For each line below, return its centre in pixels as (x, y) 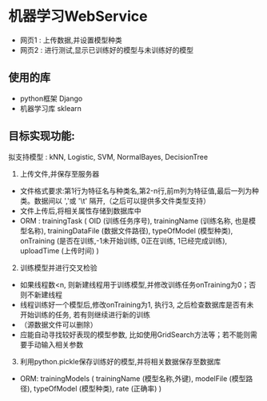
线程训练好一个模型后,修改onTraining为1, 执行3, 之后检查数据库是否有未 (137, 304)
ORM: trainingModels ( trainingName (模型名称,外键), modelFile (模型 (133, 378)
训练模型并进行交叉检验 (58, 268)
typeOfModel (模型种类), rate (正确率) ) (98, 388)
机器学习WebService (78, 16)
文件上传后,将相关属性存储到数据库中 (80, 210)
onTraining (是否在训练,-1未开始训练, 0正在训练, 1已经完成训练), (124, 240)
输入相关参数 (62, 344)
